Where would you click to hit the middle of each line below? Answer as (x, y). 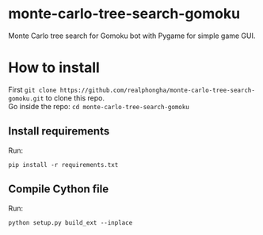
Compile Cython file (59, 190)
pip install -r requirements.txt (63, 165)
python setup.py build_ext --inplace (71, 222)
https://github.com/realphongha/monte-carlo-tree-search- (158, 90)
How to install (54, 68)
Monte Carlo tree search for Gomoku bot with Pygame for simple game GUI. (132, 36)
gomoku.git (26, 99)
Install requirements (59, 131)
